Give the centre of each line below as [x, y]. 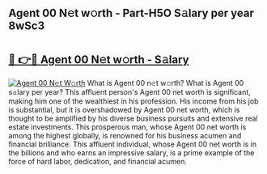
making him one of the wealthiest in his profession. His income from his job [133, 101]
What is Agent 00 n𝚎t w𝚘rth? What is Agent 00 [165, 83]
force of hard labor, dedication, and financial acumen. [98, 161]
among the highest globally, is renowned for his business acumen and [125, 136]
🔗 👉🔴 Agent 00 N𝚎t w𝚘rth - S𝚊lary [99, 59]
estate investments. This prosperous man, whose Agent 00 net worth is [127, 127]
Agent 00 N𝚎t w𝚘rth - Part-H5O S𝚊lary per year [131, 13]
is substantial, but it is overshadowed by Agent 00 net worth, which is [124, 110]
